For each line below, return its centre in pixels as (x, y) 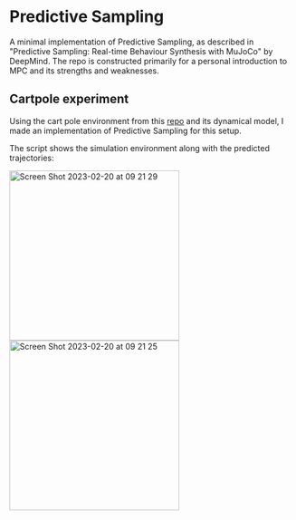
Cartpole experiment (69, 99)
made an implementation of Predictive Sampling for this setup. (125, 130)
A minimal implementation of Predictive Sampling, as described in (132, 42)
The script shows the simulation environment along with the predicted (139, 148)
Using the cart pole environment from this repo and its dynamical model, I (147, 120)
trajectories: (32, 158)
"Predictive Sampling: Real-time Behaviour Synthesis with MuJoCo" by (141, 51)
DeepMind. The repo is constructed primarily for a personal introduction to (148, 61)
